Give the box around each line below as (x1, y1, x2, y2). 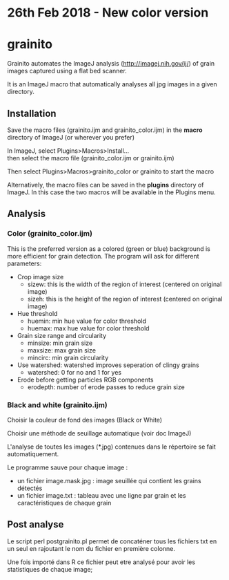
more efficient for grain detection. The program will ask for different (7, 252, 199, 260)
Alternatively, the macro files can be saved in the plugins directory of (7, 180, 204, 189)
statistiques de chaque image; (7, 565, 93, 573)
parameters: (7, 259, 42, 268)
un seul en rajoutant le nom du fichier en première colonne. (7, 544, 176, 552)
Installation (7, 107, 57, 119)
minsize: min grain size (27, 339, 93, 347)
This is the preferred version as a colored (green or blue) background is (7, 244, 210, 253)
